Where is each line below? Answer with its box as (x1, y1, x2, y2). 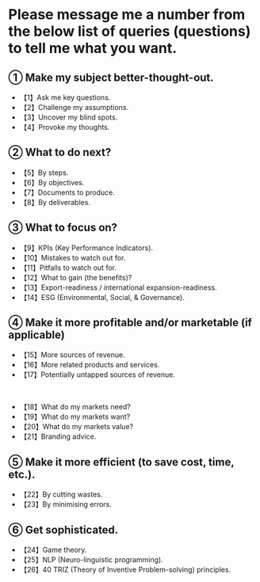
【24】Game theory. (19, 545, 87, 555)
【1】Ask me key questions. (19, 93, 111, 102)
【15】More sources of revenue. (19, 350, 125, 359)
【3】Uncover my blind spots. (19, 112, 118, 122)
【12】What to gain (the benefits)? (19, 272, 132, 282)
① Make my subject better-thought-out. (8, 70, 214, 84)
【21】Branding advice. (19, 432, 97, 441)
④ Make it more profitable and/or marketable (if (8, 316, 252, 329)
